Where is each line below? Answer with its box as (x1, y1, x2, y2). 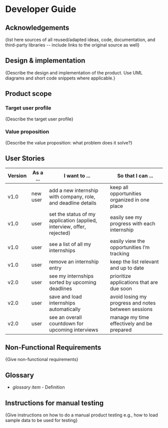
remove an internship (49, 258, 99, 265)
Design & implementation (5, 56, 85, 65)
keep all (109, 183, 128, 190)
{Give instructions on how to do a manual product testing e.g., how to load (5, 412, 158, 418)
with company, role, (49, 193, 95, 200)
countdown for (49, 320, 84, 327)
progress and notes (109, 299, 156, 306)
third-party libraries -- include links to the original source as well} (5, 42, 140, 48)
